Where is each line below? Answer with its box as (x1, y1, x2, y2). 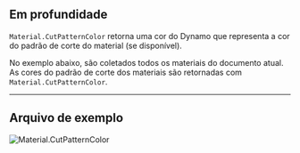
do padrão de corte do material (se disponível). (9, 40, 183, 51)
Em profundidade (9, 7, 108, 22)
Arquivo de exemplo (9, 110, 123, 125)
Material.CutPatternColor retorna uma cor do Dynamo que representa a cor (9, 30, 290, 41)
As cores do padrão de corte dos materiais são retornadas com (9, 67, 243, 77)
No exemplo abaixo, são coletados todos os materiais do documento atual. (9, 57, 284, 68)
